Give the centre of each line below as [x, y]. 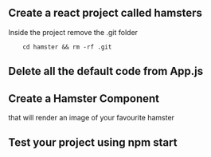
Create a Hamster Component [84, 98]
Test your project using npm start [93, 143]
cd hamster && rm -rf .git [67, 47]
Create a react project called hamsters [105, 13]
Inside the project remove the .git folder [73, 32]
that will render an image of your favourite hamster [92, 118]
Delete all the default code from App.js [106, 71]
